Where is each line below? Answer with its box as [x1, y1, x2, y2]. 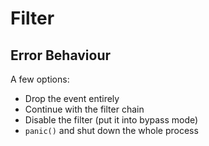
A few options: [10, 73, 70, 85]
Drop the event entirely [24, 93, 120, 104]
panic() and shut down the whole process [24, 125, 199, 136]
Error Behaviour [10, 47, 112, 64]
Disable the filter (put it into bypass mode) [24, 114, 199, 126]
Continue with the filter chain [24, 103, 145, 115]
